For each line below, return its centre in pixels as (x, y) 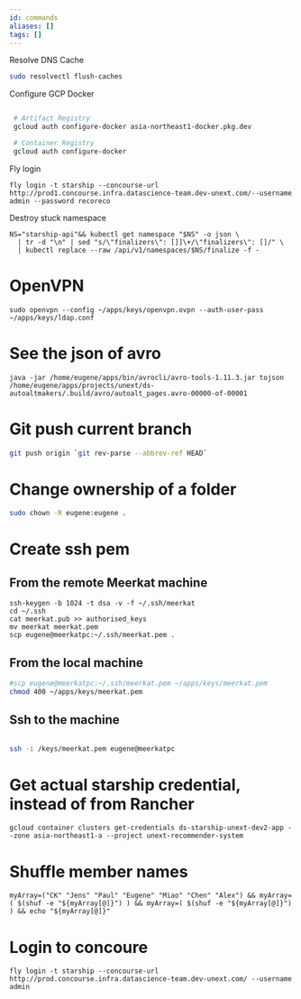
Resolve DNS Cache (47, 60)
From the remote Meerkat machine (109, 583)
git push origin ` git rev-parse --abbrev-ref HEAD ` (108, 453)
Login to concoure (79, 947)
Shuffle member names (99, 871)
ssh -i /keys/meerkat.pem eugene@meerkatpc (92, 749)
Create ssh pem (70, 549)
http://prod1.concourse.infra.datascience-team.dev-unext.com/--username (151, 193)
